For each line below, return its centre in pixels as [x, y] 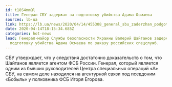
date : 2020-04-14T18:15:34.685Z [40, 29]
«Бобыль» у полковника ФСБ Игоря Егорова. [55, 79]
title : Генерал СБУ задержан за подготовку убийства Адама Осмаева [79, 15]
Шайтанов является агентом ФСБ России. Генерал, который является [82, 63]
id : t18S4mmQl [20, 10]
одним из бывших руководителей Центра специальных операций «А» [82, 68]
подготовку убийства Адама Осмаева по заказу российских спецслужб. [84, 43]
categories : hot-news [28, 34]
